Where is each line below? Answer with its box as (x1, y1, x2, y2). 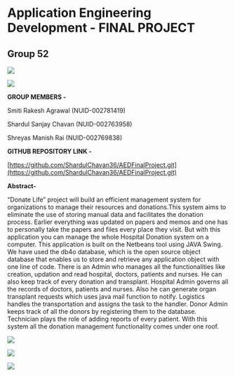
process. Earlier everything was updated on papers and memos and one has (7, 218, 228, 226)
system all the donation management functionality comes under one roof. (7, 322, 220, 331)
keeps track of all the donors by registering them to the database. (7, 307, 197, 315)
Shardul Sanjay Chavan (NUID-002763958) (7, 120, 133, 128)
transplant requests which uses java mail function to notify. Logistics (7, 293, 206, 300)
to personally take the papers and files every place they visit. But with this (7, 225, 221, 233)
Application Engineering (7, 5, 152, 21)
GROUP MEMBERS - (7, 93, 67, 101)
